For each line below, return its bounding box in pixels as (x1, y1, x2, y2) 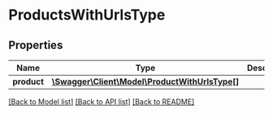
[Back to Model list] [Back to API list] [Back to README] (8, 97, 195, 107)
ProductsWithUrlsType (8, 6, 166, 24)
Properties (8, 38, 63, 52)
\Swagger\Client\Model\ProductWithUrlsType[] (51, 76, 240, 87)
